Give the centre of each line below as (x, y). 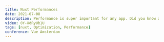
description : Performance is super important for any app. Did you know (81, 18)
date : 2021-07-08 (23, 14)
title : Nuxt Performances (31, 9)
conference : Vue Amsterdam (32, 32)
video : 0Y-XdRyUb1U (25, 23)
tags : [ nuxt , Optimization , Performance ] (48, 28)
